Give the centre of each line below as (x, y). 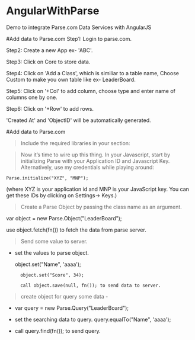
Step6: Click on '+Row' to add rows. (50, 108)
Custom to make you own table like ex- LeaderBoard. (71, 79)
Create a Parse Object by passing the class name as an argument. (101, 207)
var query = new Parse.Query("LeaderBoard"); (72, 308)
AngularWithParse (53, 11)
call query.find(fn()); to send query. (57, 331)
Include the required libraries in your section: (75, 143)
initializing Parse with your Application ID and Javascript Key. (95, 161)
